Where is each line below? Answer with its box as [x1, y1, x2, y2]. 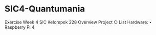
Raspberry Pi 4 [4, 24, 35, 30]
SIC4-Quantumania [4, 3, 85, 14]
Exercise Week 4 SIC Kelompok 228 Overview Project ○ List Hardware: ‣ [4, 19, 152, 25]
